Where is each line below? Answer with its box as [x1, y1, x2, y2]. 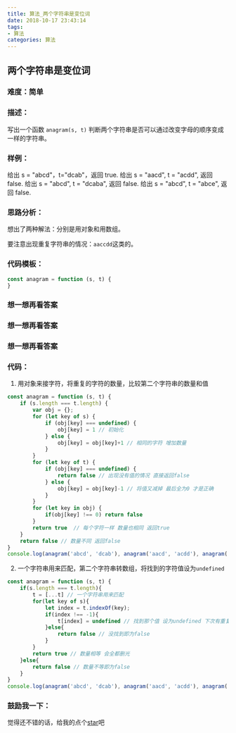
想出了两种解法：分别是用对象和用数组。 [7, 225, 124, 233]
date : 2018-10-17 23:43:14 [7, 17, 86, 24]
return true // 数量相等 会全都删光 [32, 650, 130, 657]
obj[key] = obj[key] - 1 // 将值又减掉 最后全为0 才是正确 [57, 485, 214, 492]
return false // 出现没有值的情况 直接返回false [57, 472, 190, 479]
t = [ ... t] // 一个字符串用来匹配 [32, 591, 124, 599]
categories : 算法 [7, 37, 56, 44]
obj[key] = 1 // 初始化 [57, 426, 124, 433]
